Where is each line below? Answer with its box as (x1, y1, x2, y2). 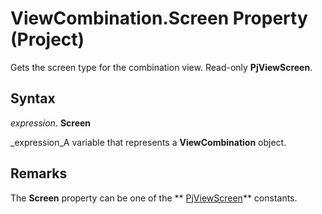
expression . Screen (10, 117, 92, 129)
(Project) (10, 28, 85, 51)
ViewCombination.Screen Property (10, 7, 308, 30)
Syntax (10, 90, 56, 107)
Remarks (10, 165, 68, 182)
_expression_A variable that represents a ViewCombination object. (10, 136, 287, 148)
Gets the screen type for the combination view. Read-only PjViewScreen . (10, 61, 313, 73)
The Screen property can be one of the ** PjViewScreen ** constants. (10, 192, 298, 204)
